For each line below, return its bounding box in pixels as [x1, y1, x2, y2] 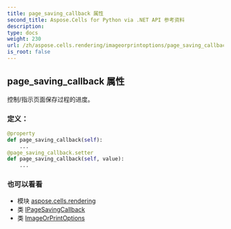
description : [7, 23, 45, 30]
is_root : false [7, 49, 51, 56]
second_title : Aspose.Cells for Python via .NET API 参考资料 [7, 17, 185, 23]
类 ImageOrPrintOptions [16, 214, 85, 222]
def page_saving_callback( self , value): [7, 155, 125, 162]
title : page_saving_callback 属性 [7, 10, 104, 17]
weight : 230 [7, 36, 41, 43]
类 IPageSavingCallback [16, 205, 85, 213]
